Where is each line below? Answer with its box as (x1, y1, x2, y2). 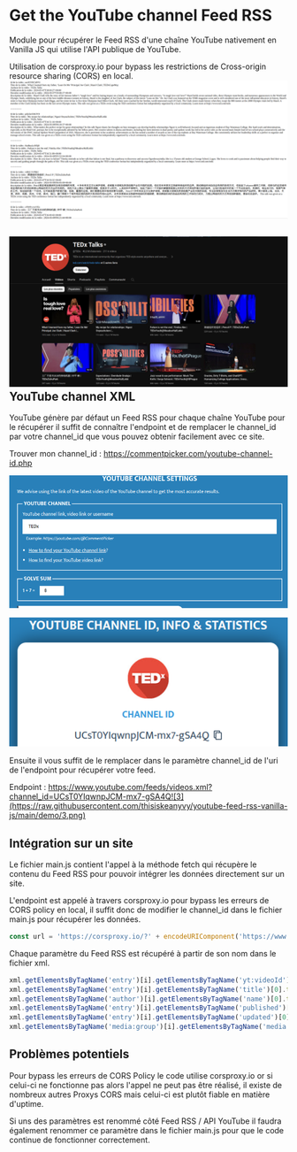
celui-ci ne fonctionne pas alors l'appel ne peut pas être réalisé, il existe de (9, 1079, 283, 1090)
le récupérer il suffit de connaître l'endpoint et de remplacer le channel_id (9, 422, 277, 433)
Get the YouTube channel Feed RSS (9, 5, 272, 26)
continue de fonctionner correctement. (9, 1134, 150, 1145)
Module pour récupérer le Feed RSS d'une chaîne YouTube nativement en (9, 35, 277, 45)
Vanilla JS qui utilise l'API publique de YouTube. (9, 43, 181, 54)
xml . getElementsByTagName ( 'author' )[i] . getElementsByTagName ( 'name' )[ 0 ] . (9, 995, 287, 1003)
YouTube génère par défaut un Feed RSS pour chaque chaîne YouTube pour (9, 412, 286, 423)
